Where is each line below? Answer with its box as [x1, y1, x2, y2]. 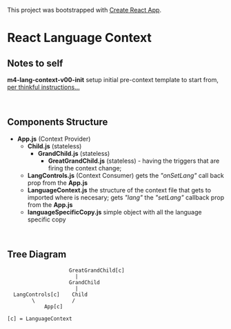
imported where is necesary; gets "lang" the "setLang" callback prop [27, 193, 225, 201]
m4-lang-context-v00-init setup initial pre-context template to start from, [7, 76, 219, 83]
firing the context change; [48, 163, 122, 172]
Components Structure [7, 117, 108, 128]
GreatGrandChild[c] [68, 267, 125, 274]
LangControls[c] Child [13, 291, 88, 298]
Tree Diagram [7, 248, 67, 261]
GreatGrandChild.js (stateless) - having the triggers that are [48, 157, 220, 165]
